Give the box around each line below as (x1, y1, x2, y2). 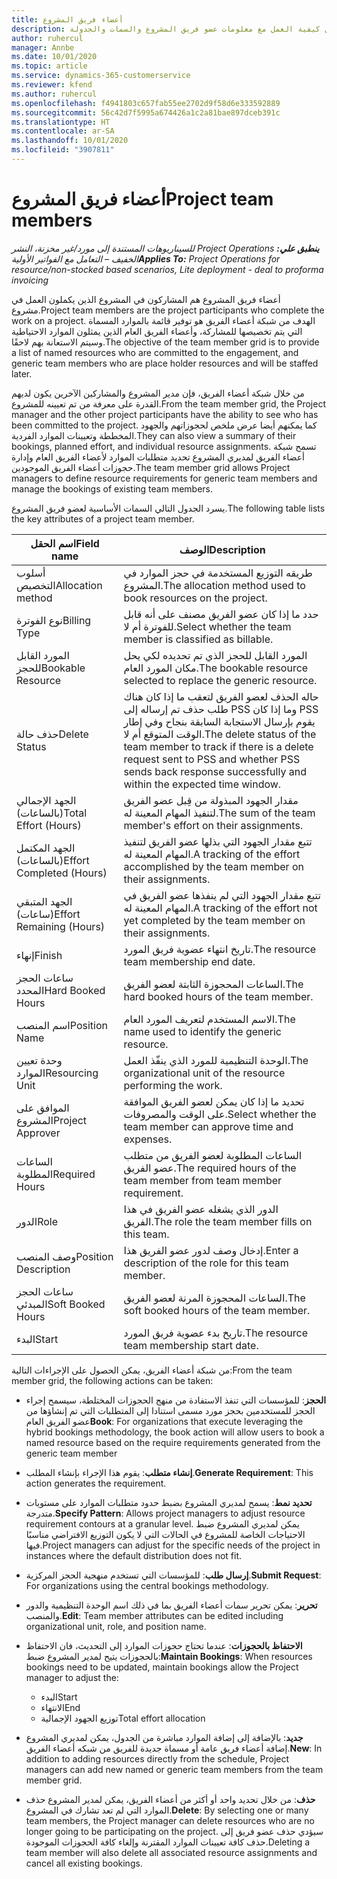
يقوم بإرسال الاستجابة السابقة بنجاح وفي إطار (123, 714, 316, 728)
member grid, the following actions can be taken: (11, 1374, 214, 1386)
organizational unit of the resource (123, 1066, 286, 1080)
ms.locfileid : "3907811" (11, 145, 115, 155)
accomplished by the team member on (123, 859, 304, 873)
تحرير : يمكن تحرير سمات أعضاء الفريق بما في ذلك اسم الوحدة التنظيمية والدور (25, 1599, 318, 1611)
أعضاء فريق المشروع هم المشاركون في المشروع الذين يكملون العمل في (11, 293, 281, 305)
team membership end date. (123, 954, 256, 968)
